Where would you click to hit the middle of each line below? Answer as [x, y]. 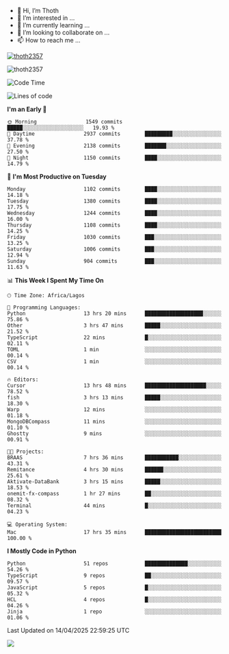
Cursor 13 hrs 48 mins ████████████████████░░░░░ [114, 386]
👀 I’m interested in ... [46, 18]
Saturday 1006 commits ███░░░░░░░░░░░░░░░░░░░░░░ [114, 249]
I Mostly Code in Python [42, 551]
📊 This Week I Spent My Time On [55, 280]
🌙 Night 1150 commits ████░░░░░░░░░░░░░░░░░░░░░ [114, 158]
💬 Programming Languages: [44, 307]
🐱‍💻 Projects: [26, 452]
